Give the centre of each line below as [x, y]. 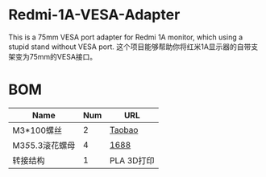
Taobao [124, 130]
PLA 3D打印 [132, 160]
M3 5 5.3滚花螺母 [44, 145]
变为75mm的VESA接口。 [56, 56]
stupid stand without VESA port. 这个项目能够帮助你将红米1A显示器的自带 [130, 47]
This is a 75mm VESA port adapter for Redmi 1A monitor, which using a [126, 37]
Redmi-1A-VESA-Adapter [94, 15]
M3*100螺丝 [37, 130]
